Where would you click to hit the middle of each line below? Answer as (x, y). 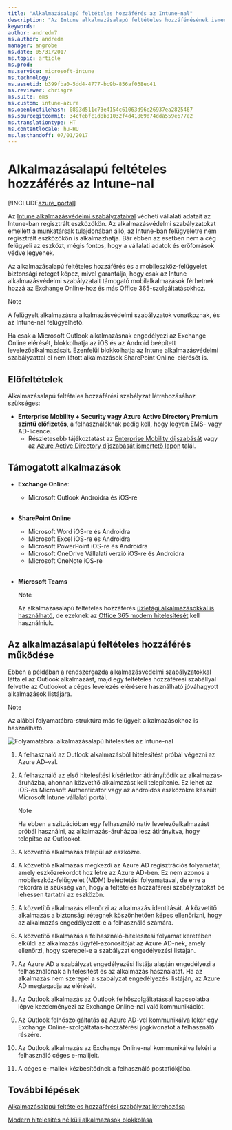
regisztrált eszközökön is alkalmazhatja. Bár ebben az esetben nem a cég (112, 238)
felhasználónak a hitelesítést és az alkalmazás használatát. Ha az (110, 971)
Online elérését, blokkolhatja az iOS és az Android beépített (92, 343)
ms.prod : (20, 65)
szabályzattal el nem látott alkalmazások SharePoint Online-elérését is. (108, 358)
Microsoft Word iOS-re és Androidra (79, 531)
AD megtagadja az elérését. (57, 985)
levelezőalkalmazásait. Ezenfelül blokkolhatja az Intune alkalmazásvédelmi (113, 350)
